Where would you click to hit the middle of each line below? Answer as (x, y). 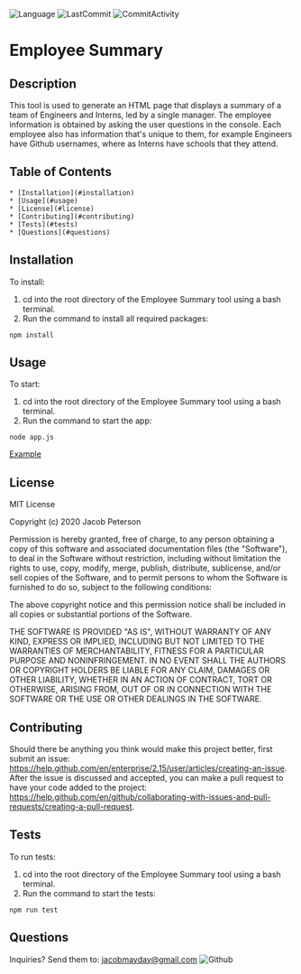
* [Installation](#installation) (72, 193)
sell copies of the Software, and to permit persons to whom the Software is (149, 578)
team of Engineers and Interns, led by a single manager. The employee (141, 115)
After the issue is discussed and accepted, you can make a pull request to (146, 778)
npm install (32, 335)
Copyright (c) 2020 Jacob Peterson (75, 522)
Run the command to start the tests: (89, 893)
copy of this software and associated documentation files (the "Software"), (149, 549)
